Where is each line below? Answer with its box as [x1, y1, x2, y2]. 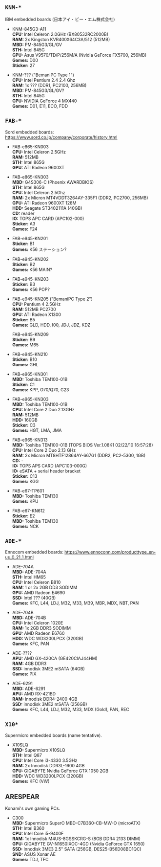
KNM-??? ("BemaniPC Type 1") [12, 72, 75, 78]
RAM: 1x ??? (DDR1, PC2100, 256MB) [12, 82, 87, 88]
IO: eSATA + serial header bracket [12, 468, 81, 474]
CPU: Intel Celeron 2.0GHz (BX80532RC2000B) [12, 31, 109, 37]
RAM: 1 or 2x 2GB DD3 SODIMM [12, 584, 78, 591]
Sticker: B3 [12, 281, 36, 287]
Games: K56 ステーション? [12, 246, 67, 252]
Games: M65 [12, 342, 39, 348]
